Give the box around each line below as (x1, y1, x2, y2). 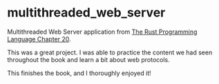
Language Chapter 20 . (7, 34, 71, 43)
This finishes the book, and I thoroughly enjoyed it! (7, 69, 152, 77)
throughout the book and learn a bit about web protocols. (7, 55, 171, 63)
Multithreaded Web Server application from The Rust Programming (7, 28, 198, 36)
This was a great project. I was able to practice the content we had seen (7, 48, 213, 56)
